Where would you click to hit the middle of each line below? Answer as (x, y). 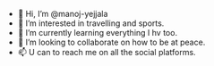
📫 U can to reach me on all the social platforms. (107, 52)
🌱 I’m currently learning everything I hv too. (97, 33)
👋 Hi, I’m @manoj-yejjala (63, 14)
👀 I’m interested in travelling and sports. (91, 23)
